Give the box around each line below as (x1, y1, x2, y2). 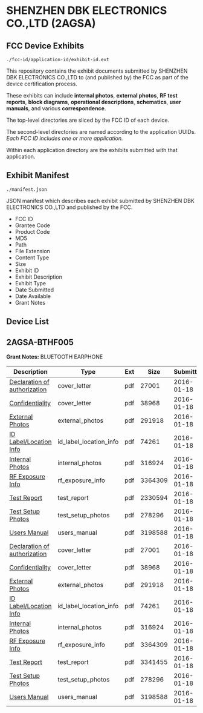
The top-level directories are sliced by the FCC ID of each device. (6, 116, 170, 124)
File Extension (14, 247, 50, 254)
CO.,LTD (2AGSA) (6, 16, 96, 30)
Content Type (14, 254, 50, 261)
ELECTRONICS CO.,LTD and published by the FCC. (6, 204, 133, 211)
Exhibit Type (14, 279, 47, 287)
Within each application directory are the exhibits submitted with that (6, 147, 178, 153)
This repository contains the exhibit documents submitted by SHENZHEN (6, 67, 188, 75)
